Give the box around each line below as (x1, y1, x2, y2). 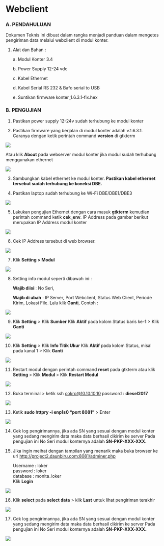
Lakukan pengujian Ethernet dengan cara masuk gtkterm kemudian (12, 209, 150, 215)
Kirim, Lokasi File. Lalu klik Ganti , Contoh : (12, 300, 99, 306)
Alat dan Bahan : (12, 47, 46, 53)
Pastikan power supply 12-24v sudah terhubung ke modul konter (12, 118, 144, 124)
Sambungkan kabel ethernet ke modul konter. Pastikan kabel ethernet (12, 175, 156, 181)
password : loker (12, 468, 47, 474)
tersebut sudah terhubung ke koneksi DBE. (12, 180, 103, 186)
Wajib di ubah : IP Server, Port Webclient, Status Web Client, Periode (12, 294, 152, 300)
